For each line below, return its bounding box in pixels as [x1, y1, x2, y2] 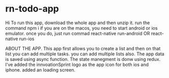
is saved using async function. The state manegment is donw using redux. [5, 56, 161, 62]
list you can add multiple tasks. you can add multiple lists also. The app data [5, 51, 164, 57]
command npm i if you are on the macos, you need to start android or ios [5, 25, 158, 31]
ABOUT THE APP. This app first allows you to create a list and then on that [5, 45, 161, 51]
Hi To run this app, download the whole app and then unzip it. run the [5, 20, 150, 26]
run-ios [19, 36, 35, 42]
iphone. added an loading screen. [5, 66, 76, 73]
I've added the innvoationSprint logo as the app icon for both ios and [5, 61, 149, 67]
